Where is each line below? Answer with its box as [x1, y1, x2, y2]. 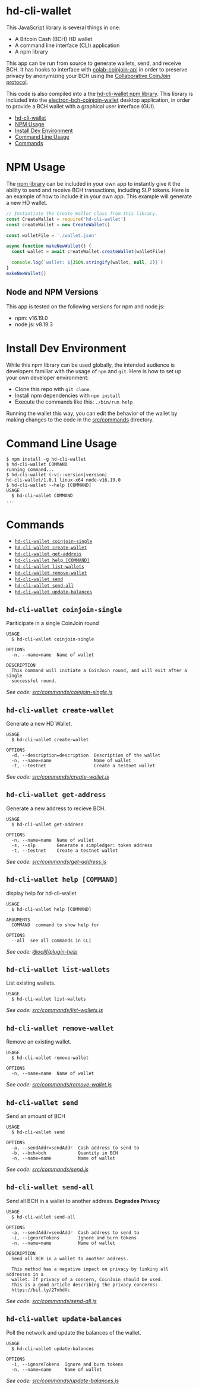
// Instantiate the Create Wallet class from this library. [6, 210, 159, 217]
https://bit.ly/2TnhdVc [11, 1287, 70, 1293]
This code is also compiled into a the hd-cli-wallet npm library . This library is [6, 90, 193, 97]
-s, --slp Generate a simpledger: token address [11, 842, 153, 848]
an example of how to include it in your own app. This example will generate [6, 192, 192, 200]
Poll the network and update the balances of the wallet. [6, 1329, 141, 1336]
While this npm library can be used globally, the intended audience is [6, 361, 175, 368]
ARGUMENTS [6, 917, 31, 923]
